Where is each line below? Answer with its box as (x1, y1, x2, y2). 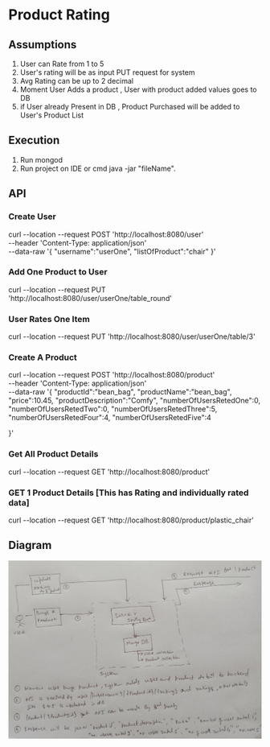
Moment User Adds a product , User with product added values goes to (19, 85, 257, 94)
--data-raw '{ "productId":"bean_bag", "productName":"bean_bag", (8, 387, 232, 397)
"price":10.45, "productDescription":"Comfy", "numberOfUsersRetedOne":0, (8, 396, 261, 406)
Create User (8, 211, 56, 222)
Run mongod (19, 155, 63, 164)
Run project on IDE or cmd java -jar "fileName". (19, 163, 176, 173)
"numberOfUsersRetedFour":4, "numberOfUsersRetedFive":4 (8, 413, 211, 423)
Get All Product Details (8, 448, 99, 460)
